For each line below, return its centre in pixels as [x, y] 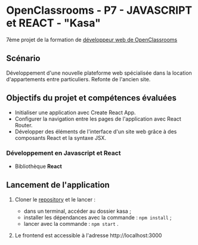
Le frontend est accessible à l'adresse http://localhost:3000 [88, 235]
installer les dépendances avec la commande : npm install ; [98, 217]
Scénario [23, 58]
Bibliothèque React [38, 166]
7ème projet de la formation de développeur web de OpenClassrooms [92, 39]
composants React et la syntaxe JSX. [60, 137]
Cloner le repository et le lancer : [55, 199]
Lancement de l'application [58, 185]
